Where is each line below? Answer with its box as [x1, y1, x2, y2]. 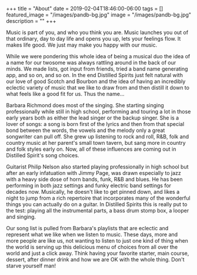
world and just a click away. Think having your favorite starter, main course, [6, 250, 189, 257]
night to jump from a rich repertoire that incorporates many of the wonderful [6, 194, 191, 201]
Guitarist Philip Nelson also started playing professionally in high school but [6, 163, 189, 170]
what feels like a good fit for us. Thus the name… [6, 91, 125, 97]
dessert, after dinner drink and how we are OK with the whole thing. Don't [6, 256, 185, 263]
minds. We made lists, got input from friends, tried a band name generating [6, 65, 188, 72]
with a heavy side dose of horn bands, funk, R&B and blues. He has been [6, 176, 183, 183]
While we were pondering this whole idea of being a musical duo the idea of [6, 53, 191, 59]
